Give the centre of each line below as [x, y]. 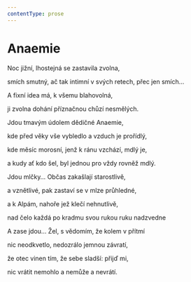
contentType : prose [36, 14]
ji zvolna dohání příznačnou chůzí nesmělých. [73, 109]
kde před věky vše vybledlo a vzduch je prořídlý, [77, 136]
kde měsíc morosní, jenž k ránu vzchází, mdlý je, [77, 149]
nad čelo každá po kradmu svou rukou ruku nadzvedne [87, 217]
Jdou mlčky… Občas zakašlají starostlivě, [66, 177]
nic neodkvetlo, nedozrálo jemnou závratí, [68, 244]
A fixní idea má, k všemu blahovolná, [60, 95]
